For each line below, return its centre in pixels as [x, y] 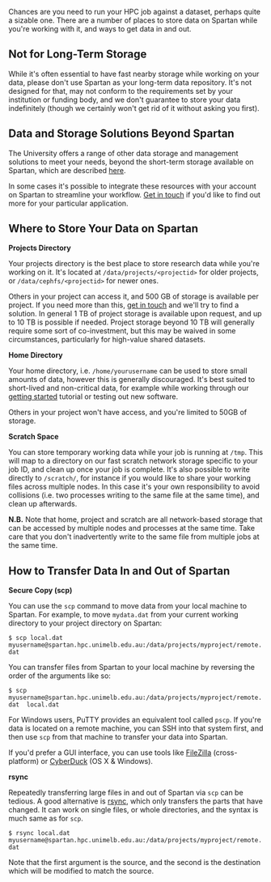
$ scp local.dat [36, 638]
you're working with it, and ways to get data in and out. [100, 29]
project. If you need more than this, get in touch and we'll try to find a [124, 305]
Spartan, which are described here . [67, 170]
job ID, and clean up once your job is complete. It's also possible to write [129, 469]
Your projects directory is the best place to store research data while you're [134, 264]
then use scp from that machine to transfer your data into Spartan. [118, 737]
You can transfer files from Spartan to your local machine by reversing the [131, 668]
